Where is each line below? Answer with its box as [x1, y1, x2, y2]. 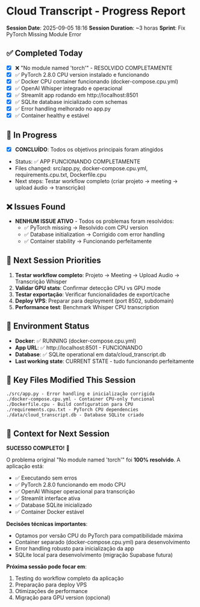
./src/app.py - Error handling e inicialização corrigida [6, 391, 155, 397]
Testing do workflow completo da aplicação [14, 575, 124, 582]
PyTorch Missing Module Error [6, 30, 81, 37]
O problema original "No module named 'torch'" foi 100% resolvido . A [6, 456, 181, 463]
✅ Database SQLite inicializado [14, 501, 92, 509]
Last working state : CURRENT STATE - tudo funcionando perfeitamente [14, 358, 195, 365]
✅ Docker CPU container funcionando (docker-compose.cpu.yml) [14, 77, 179, 85]
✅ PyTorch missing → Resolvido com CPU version [23, 223, 149, 231]
